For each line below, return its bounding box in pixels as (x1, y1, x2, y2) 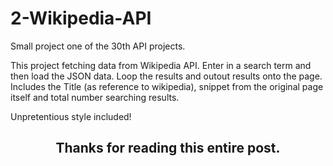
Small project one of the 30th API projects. (10, 40, 186, 52)
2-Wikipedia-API (10, 7, 152, 30)
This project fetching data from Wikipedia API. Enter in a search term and (10, 59, 312, 71)
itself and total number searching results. (10, 91, 180, 103)
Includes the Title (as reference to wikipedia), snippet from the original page (10, 80, 324, 92)
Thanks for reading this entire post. (55, 140, 281, 157)
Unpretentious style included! (10, 110, 132, 122)
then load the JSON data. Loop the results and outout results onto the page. (10, 70, 323, 82)
